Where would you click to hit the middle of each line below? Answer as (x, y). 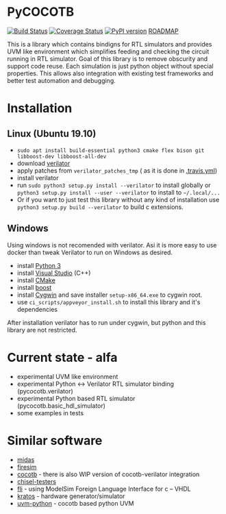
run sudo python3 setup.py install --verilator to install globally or (114, 185)
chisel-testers (37, 481)
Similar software (55, 440)
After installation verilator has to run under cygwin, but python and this (106, 322)
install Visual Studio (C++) (54, 273)
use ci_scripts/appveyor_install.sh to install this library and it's (109, 302)
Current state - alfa (62, 357)
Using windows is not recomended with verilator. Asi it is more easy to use (112, 245)
